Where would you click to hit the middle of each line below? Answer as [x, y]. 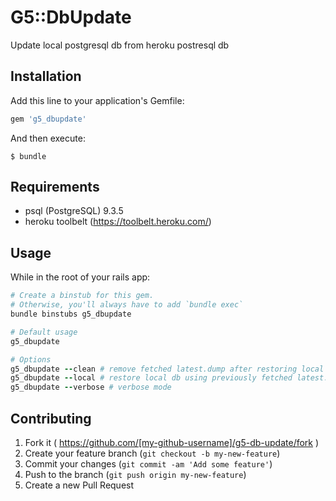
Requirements [55, 187]
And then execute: [48, 138]
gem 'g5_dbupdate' [48, 119]
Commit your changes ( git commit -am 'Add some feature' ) [148, 463]
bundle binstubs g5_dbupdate [71, 314]
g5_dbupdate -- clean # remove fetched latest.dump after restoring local [167, 369]
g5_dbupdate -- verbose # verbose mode [91, 387]
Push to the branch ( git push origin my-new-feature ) [135, 474]
